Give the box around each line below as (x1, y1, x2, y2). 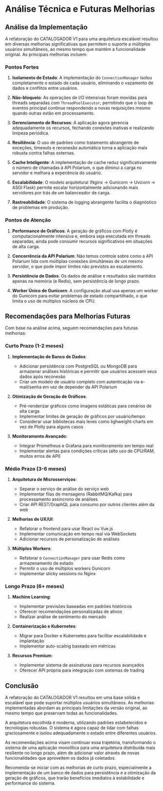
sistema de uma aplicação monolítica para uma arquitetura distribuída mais (5, 745, 156, 751)
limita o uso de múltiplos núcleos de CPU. (12, 298, 96, 304)
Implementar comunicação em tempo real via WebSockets (19, 531, 137, 536)
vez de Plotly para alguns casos (19, 423, 84, 429)
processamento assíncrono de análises (19, 496, 98, 502)
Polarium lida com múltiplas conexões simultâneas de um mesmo (12, 258, 144, 264)
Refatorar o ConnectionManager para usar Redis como (19, 555, 126, 561)
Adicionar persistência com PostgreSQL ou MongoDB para (19, 363, 137, 369)
